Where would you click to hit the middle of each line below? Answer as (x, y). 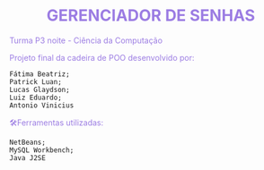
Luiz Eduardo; (36, 98)
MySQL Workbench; (42, 150)
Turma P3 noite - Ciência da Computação (86, 40)
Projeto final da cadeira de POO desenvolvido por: (102, 57)
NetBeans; (28, 142)
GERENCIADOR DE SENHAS (151, 16)
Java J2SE (28, 157)
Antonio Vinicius (42, 105)
